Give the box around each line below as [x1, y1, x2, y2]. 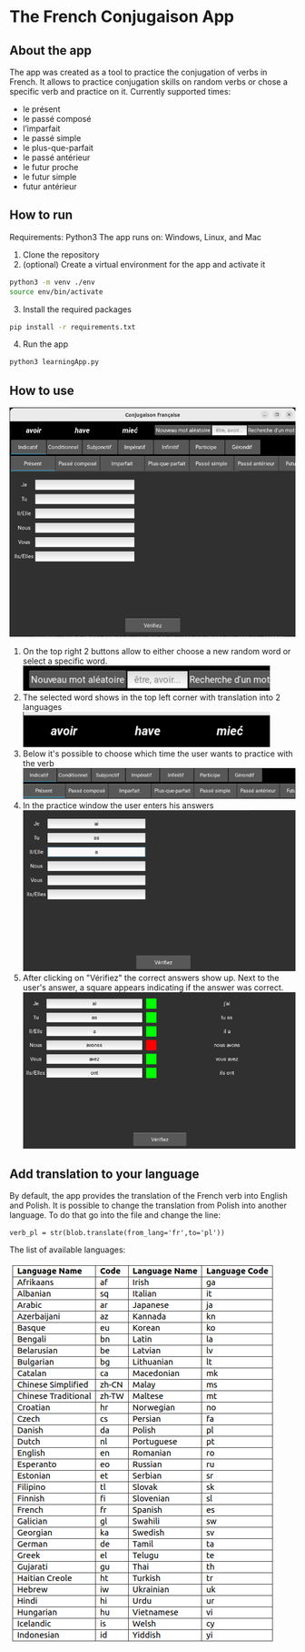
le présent [22, 104, 61, 115]
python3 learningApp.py [9, 358, 100, 367]
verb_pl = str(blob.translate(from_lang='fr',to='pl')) [9, 1229, 225, 1238]
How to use [9, 382, 74, 398]
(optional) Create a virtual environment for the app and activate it [22, 258, 266, 269]
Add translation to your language [9, 1166, 200, 1181]
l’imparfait [22, 123, 61, 134]
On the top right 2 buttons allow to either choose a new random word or [22, 645, 291, 656]
